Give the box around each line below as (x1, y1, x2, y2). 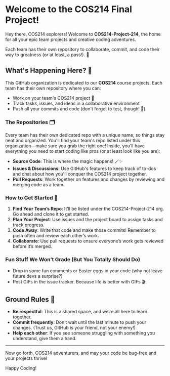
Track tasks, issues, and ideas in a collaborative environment (12, 100, 140, 106)
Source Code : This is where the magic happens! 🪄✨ (12, 158, 123, 164)
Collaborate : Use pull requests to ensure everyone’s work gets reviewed (12, 238, 164, 244)
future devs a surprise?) (12, 273, 63, 279)
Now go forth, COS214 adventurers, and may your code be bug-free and (5, 350, 157, 356)
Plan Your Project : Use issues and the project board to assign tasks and (12, 217, 163, 223)
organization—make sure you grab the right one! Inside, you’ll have (5, 143, 145, 149)
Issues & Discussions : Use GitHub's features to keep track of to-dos (12, 165, 156, 172)
